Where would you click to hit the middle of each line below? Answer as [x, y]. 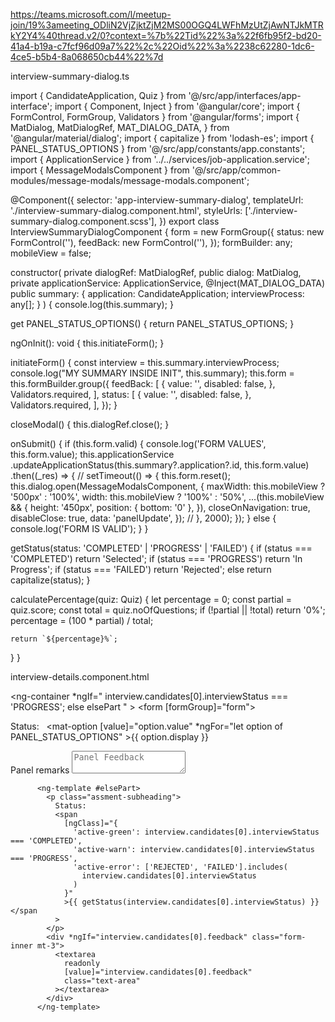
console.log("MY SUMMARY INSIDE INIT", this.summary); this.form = [152, 373]
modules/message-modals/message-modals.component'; [130, 180]
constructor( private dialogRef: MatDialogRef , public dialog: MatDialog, [156, 272]
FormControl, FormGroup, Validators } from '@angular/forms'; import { [155, 117]
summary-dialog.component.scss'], [83, 221]
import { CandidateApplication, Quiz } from [98, 95]
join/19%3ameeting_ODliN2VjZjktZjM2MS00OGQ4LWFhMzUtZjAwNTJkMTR [167, 25]
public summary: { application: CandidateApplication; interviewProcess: [157, 293]
